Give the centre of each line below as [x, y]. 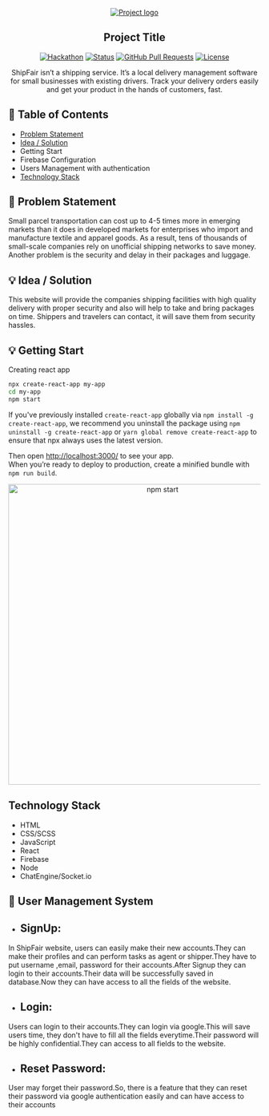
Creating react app [39, 370]
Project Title [134, 37]
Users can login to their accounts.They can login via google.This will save [129, 1026]
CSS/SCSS [38, 833]
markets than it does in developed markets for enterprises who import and [131, 229]
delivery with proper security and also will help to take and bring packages [131, 308]
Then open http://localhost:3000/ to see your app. [91, 455]
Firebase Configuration [58, 160]
